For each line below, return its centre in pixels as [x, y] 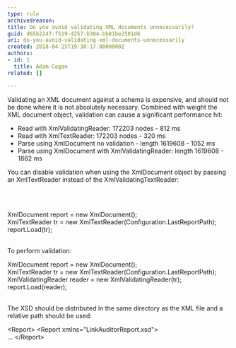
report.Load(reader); [37, 286]
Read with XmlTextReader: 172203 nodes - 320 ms [92, 136]
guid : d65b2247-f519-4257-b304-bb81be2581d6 [74, 34]
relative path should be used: [49, 315]
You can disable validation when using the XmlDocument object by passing [117, 172]
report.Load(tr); [30, 229]
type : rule [23, 14]
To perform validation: [40, 250]
